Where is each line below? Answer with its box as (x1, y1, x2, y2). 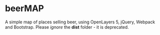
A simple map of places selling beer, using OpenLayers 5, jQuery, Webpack (5, 19, 155, 25)
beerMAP (5, 3, 44, 14)
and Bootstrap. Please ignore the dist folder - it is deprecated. (5, 24, 129, 30)
